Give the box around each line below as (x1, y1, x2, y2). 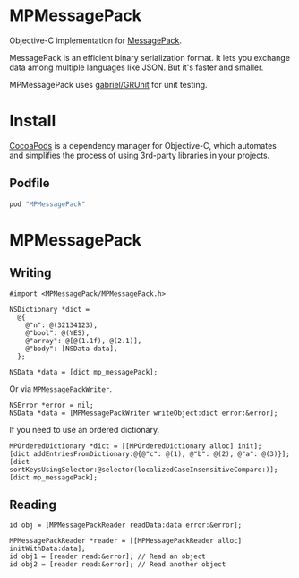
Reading (9, 496, 56, 512)
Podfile (9, 176, 50, 191)
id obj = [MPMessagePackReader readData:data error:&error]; (9, 521, 243, 530)
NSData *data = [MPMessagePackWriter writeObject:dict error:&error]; (9, 409, 278, 418)
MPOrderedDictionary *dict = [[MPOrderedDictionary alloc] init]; (9, 441, 262, 451)
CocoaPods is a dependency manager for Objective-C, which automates (9, 140, 278, 151)
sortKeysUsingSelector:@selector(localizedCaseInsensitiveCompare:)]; (9, 465, 278, 474)
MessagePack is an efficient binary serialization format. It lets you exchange (9, 52, 291, 63)
